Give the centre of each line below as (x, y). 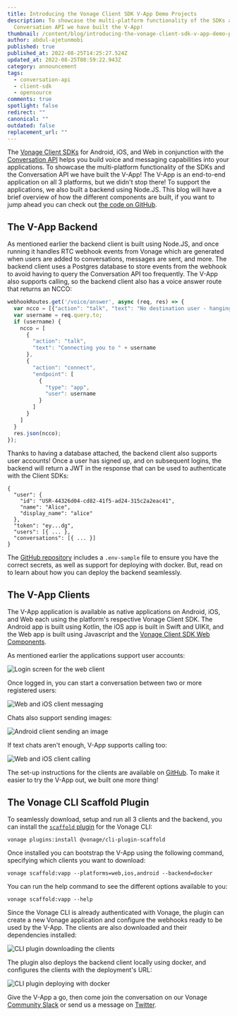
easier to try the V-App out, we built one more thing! (83, 780)
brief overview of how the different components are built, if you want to (111, 197)
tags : (15, 73)
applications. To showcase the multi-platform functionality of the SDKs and (116, 167)
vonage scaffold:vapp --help (50, 899)
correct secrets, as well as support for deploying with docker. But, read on (115, 565)
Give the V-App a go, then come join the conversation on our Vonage (108, 998)
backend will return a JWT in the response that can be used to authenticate (117, 468)
